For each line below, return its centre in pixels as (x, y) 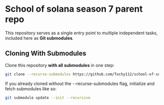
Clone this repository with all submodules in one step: (60, 65)
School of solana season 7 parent (74, 9)
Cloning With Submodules (46, 53)
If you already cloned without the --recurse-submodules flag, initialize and (80, 84)
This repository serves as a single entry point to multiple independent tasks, (81, 33)
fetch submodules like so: (31, 88)
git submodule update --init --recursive (48, 98)
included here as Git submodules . (40, 38)
